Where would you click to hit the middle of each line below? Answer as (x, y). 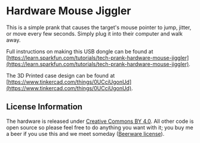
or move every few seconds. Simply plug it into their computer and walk (95, 33)
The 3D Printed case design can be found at (61, 75)
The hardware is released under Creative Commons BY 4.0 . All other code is (100, 121)
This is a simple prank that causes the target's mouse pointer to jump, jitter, (99, 27)
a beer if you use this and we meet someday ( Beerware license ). (85, 134)
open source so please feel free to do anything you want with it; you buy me (100, 127)
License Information (44, 107)
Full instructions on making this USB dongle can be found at (80, 51)
